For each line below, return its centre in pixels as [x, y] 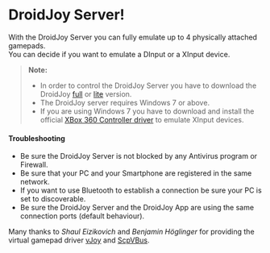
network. [35, 182]
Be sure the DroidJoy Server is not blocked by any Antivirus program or [139, 156]
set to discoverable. [53, 199]
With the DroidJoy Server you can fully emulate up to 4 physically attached [133, 37]
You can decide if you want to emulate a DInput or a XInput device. [119, 54]
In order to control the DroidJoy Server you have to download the [148, 85]
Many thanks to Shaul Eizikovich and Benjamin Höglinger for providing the [132, 232]
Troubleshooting [37, 138]
